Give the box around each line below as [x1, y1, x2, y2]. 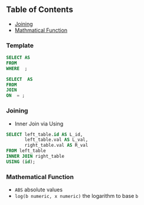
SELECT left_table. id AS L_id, [6, 131, 83, 137]
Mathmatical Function [14, 27, 68, 34]
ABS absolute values [14, 186, 63, 193]
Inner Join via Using [14, 120, 64, 127]
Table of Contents [6, 5, 74, 15]
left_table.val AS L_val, [24, 137, 89, 143]
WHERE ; [6, 65, 28, 71]
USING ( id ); [6, 158, 35, 164]
